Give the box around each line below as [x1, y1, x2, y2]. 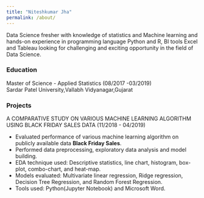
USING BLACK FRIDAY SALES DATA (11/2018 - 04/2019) [6, 121, 146, 129]
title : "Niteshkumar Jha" [6, 9, 72, 15]
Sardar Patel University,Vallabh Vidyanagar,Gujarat [6, 86, 133, 93]
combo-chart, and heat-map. [27, 165, 101, 173]
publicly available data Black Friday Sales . [15, 140, 122, 147]
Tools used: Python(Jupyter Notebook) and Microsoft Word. [15, 185, 166, 192]
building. [15, 152, 38, 160]
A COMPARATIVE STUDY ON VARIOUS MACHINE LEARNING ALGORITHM [6, 115, 192, 122]
